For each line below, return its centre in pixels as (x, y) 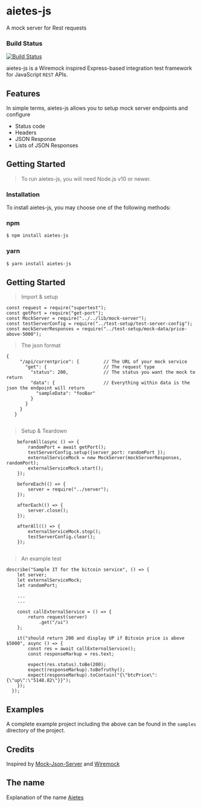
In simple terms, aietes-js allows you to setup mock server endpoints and (97, 108)
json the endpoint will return (46, 388)
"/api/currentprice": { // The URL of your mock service (103, 362)
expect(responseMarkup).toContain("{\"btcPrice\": (93, 675)
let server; (32, 575)
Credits (21, 749)
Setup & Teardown (44, 431)
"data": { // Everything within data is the (110, 383)
